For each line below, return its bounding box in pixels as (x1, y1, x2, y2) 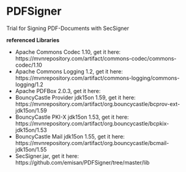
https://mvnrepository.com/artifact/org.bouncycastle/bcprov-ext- (15, 100, 180, 108)
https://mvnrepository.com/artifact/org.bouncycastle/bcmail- (15, 139, 169, 146)
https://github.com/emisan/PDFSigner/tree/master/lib (15, 159, 150, 166)
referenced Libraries (6, 36, 60, 43)
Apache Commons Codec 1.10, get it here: (15, 48, 121, 56)
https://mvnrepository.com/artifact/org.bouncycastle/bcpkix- (15, 119, 169, 127)
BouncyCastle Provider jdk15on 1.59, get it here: (15, 94, 136, 101)
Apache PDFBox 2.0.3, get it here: (15, 87, 101, 94)
